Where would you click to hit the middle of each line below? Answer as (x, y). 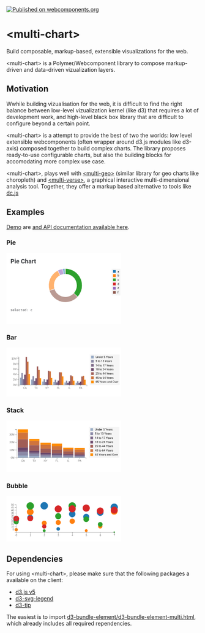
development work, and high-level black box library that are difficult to (95, 117)
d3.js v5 (25, 592)
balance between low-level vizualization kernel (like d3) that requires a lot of (102, 110)
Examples (25, 212)
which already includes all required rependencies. (69, 624)
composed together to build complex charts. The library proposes (103, 148)
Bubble (17, 486)
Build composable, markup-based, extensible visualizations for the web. (97, 51)
